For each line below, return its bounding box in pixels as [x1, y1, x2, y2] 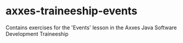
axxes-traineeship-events [5, 4, 138, 18]
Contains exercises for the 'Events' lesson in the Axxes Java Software [5, 24, 177, 31]
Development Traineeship [5, 30, 69, 37]
